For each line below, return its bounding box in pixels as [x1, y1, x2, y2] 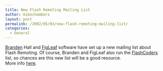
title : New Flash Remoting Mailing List [5, 7, 91, 12]
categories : [5, 26, 30, 31]
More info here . [5, 60, 37, 66]
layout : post [5, 16, 32, 21]
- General [9, 30, 30, 35]
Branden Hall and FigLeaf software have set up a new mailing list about [5, 44, 151, 50]
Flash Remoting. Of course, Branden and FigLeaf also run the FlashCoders [5, 49, 158, 55]
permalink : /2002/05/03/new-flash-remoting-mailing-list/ [5, 21, 128, 26]
